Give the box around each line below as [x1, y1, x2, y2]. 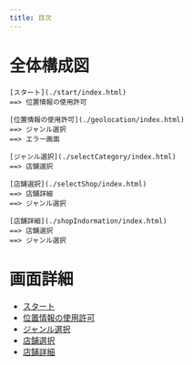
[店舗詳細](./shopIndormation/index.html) [9, 216, 168, 226]
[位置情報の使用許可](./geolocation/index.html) [9, 115, 185, 124]
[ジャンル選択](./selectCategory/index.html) [9, 152, 177, 161]
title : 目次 [9, 13, 52, 23]
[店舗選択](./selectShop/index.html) [9, 179, 147, 188]
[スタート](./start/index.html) [9, 87, 127, 97]
